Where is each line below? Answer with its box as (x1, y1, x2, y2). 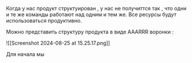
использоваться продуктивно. (6, 17, 82, 24)
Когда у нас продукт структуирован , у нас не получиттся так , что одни (6, 5, 187, 12)
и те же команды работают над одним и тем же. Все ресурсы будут (6, 11, 177, 18)
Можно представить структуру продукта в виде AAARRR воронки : (6, 28, 174, 35)
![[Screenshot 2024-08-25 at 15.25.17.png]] (6, 40, 110, 46)
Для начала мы (6, 51, 45, 57)
